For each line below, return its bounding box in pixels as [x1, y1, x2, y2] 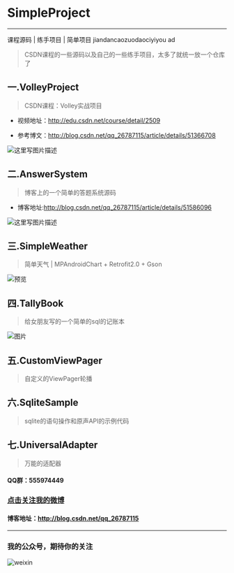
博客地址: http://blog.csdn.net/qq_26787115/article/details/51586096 [17, 203, 212, 211]
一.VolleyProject [7, 82, 79, 94]
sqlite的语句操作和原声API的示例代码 [24, 416, 130, 425]
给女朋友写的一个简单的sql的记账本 [24, 317, 125, 326]
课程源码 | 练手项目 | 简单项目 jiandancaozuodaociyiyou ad [7, 35, 175, 43]
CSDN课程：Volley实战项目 [24, 101, 102, 110]
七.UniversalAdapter [7, 439, 98, 451]
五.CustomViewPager [7, 354, 103, 366]
